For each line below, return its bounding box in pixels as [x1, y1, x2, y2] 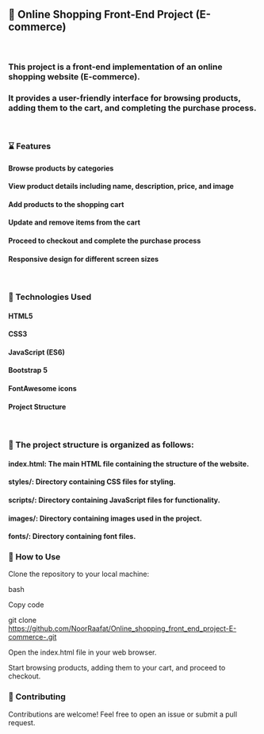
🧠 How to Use [8, 551, 61, 563]
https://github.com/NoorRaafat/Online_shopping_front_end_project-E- [8, 624, 237, 633]
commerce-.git [8, 632, 57, 642]
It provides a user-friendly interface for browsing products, [8, 92, 241, 103]
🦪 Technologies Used [8, 291, 92, 302]
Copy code [8, 600, 44, 609]
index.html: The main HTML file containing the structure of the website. [8, 459, 250, 468]
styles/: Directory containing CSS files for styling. [8, 477, 176, 486]
